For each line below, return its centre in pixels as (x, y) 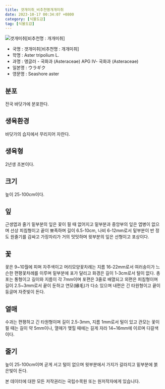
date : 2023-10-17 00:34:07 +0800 (40, 14)
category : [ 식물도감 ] (25, 19)
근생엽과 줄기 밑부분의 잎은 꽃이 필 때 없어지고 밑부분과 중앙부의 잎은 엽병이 (78, 224)
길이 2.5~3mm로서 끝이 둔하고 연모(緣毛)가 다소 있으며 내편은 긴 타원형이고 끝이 (83, 286)
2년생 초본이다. (20, 164)
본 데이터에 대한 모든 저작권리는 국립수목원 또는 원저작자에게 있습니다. (73, 381)
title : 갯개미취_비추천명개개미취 (34, 10)
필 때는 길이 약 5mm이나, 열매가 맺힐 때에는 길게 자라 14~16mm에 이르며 (75, 328)
